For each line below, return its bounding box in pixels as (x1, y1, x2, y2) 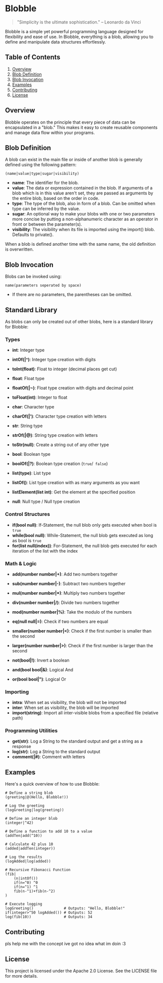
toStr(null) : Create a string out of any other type (12, 442, 109, 448)
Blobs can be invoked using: (5, 274, 62, 279)
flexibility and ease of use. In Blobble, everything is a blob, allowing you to (5, 34, 154, 40)
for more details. (5, 973, 38, 979)
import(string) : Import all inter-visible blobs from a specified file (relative (12, 710, 159, 716)
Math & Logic (5, 560, 37, 567)
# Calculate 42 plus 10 (5, 842, 54, 847)
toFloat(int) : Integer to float (12, 394, 68, 401)
